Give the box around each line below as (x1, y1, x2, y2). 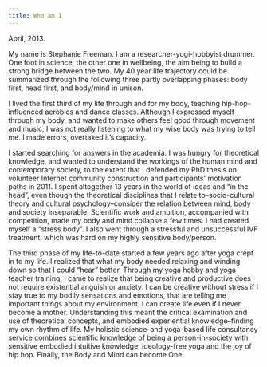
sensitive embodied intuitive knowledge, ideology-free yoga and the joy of (8, 341, 253, 351)
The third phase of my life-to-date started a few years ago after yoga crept (8, 248, 253, 258)
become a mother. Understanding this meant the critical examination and (8, 307, 248, 317)
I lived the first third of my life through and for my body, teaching (8, 98, 221, 108)
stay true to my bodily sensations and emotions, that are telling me (8, 290, 227, 300)
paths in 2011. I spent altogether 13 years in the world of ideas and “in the (8, 181, 249, 191)
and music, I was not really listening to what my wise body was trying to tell (8, 124, 256, 133)
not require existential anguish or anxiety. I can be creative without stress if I (8, 282, 259, 291)
